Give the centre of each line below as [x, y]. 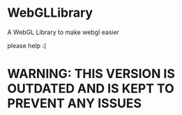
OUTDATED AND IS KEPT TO [91, 89]
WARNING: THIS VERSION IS [91, 74]
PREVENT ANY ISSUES [74, 103]
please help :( [27, 45]
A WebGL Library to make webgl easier [63, 32]
